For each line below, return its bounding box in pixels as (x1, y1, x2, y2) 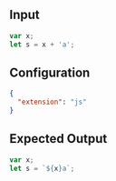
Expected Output (9, 131, 108, 146)
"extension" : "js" (17, 97, 88, 107)
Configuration (9, 65, 91, 80)
